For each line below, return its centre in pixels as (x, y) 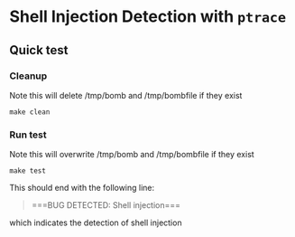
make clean (30, 112)
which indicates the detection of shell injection (96, 223)
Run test (28, 135)
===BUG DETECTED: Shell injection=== (106, 205)
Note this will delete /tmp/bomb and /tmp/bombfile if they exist (126, 95)
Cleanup (28, 76)
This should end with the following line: (82, 188)
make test (28, 171)
